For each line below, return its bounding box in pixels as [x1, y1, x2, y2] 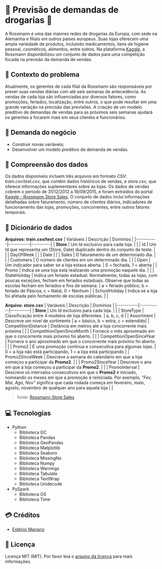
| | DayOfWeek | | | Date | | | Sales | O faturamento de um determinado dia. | [5, 252, 156, 258]
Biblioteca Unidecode [19, 481, 62, 487]
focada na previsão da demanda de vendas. [5, 56, 93, 62]
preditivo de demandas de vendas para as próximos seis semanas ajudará [5, 109, 153, 115]
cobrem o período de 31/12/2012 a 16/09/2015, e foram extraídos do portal [5, 189, 153, 195]
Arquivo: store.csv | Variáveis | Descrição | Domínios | [5, 303, 115, 309]
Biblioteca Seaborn [19, 450, 58, 455]
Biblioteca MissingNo [19, 455, 62, 461]
